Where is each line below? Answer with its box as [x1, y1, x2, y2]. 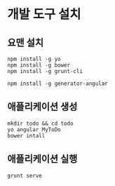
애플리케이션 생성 [7, 101, 78, 113]
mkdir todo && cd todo [7, 120, 74, 127]
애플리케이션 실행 [7, 153, 78, 165]
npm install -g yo [7, 55, 61, 62]
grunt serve [7, 172, 42, 179]
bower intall [7, 132, 46, 139]
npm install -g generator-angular [7, 80, 109, 87]
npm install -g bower [7, 62, 71, 69]
